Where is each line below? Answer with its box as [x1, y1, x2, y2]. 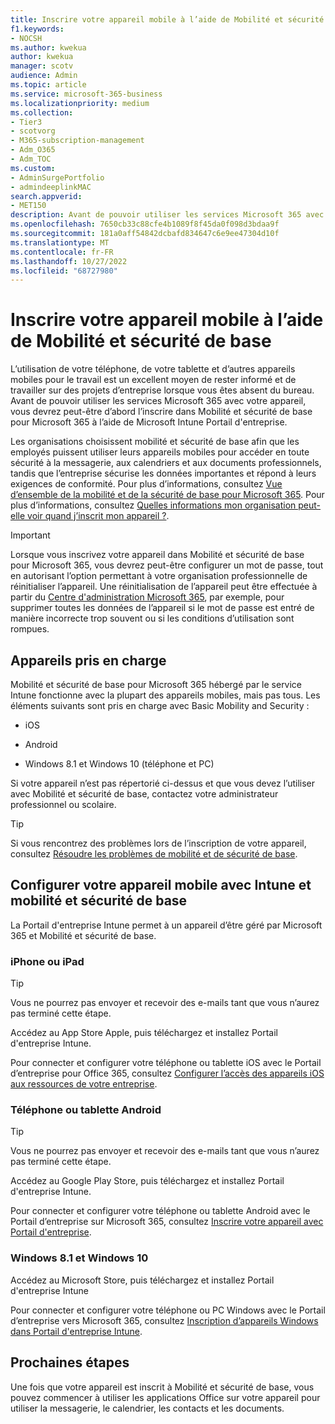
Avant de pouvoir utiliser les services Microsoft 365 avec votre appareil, [10, 395, 307, 407]
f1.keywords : [10, 24, 65, 34]
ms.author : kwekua [10, 42, 87, 53]
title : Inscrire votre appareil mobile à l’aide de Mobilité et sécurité [10, 14, 325, 25]
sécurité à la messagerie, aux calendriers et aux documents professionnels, [10, 457, 322, 469]
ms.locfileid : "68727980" [10, 266, 118, 276]
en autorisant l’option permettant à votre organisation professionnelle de [10, 570, 308, 582]
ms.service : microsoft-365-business [10, 89, 163, 99]
